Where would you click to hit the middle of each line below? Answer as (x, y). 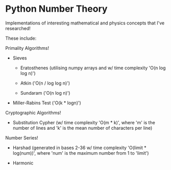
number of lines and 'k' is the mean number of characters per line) (82, 128)
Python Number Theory (56, 9)
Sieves (20, 58)
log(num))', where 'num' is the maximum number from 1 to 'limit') (81, 153)
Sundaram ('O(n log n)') (45, 93)
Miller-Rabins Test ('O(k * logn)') (47, 103)
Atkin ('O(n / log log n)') (45, 83)
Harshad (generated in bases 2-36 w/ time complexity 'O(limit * (79, 148)
